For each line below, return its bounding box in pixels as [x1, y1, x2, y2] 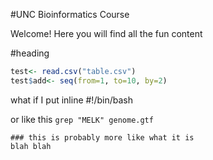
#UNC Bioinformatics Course [10, 9, 130, 20]
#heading [10, 47, 50, 59]
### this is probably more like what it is [10, 132, 195, 143]
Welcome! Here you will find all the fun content [10, 28, 203, 39]
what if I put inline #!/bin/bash [10, 94, 133, 106]
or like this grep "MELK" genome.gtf [10, 113, 154, 125]
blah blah [10, 141, 52, 151]
